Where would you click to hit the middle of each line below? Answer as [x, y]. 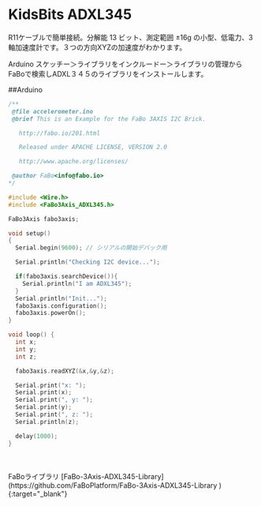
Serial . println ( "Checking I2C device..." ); [88, 262]
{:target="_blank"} [38, 493]
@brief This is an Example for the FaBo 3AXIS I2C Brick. [109, 119]
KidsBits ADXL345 [70, 15]
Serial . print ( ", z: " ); [54, 415]
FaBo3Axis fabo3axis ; [44, 219]
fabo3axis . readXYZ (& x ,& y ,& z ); [65, 371]
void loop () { [32, 335]
